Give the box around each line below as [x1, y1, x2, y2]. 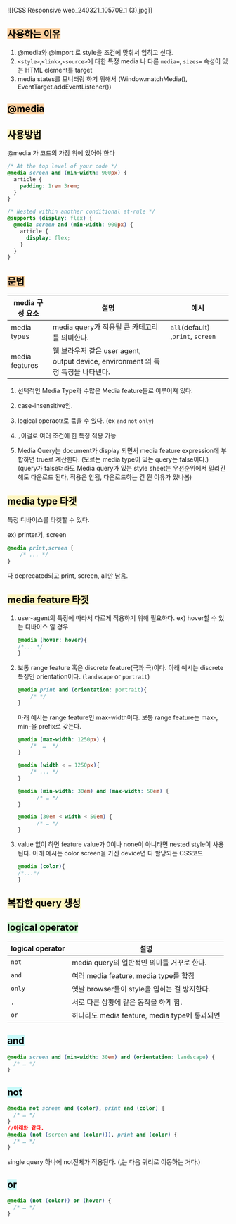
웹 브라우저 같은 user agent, [52, 346, 142, 356]
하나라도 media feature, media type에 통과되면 [72, 1010, 221, 1020]
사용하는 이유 [7, 28, 61, 40]
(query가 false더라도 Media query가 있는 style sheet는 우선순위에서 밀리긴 [17, 464, 226, 473]
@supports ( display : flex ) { [7, 215, 93, 222]
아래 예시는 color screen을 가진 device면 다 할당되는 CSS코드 [32, 849, 204, 858]
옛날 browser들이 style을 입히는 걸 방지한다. [72, 984, 211, 994]
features [11, 361, 39, 371]
